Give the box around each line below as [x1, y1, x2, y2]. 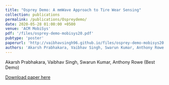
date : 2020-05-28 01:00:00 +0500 [5, 21, 76, 27]
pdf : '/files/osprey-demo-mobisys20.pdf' [5, 31, 94, 36]
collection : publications [5, 12, 60, 17]
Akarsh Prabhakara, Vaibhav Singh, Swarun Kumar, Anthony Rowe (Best [5, 59, 155, 65]
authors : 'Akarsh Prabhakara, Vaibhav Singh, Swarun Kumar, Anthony [5, 45, 153, 50]
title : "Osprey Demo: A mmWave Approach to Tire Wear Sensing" [5, 7, 142, 13]
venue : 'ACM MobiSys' [5, 26, 51, 31]
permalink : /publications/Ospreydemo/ [5, 17, 87, 22]
